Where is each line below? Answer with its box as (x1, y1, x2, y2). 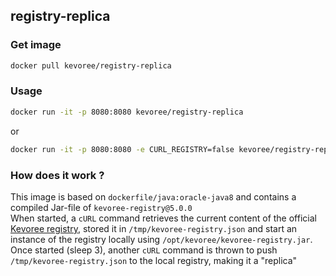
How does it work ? (10, 168, 105, 182)
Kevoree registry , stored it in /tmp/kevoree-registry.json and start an (10, 222, 298, 234)
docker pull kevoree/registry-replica (10, 60, 172, 71)
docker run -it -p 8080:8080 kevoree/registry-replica (10, 107, 244, 117)
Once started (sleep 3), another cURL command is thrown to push (10, 244, 278, 256)
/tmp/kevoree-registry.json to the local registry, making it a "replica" (10, 254, 298, 266)
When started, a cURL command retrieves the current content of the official (10, 212, 317, 224)
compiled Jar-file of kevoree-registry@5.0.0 (10, 201, 193, 213)
